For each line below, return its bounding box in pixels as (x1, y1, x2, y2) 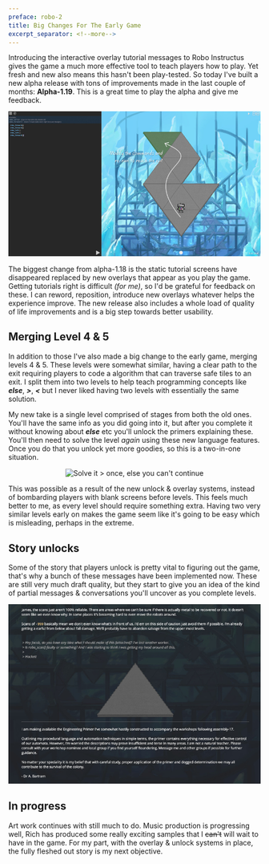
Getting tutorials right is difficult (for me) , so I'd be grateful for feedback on (8, 281, 255, 290)
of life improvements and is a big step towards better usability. (8, 306, 214, 316)
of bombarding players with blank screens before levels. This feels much (8, 493, 248, 502)
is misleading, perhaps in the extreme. (8, 518, 134, 528)
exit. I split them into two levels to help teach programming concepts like (8, 377, 247, 387)
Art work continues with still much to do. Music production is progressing (8, 821, 250, 830)
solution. (8, 394, 38, 404)
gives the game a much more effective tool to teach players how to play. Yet (8, 61, 259, 71)
